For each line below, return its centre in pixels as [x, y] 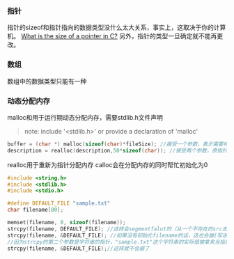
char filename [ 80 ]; [36, 210]
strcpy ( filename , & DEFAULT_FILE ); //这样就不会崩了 [78, 249]
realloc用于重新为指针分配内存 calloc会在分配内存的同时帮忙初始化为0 [108, 164]
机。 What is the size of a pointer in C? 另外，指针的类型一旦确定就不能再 [112, 36]
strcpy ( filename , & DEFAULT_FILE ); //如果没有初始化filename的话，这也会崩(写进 [117, 235]
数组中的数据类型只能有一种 [47, 81]
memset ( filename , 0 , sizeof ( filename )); [67, 223]
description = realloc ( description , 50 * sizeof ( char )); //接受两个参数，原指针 [117, 150]
